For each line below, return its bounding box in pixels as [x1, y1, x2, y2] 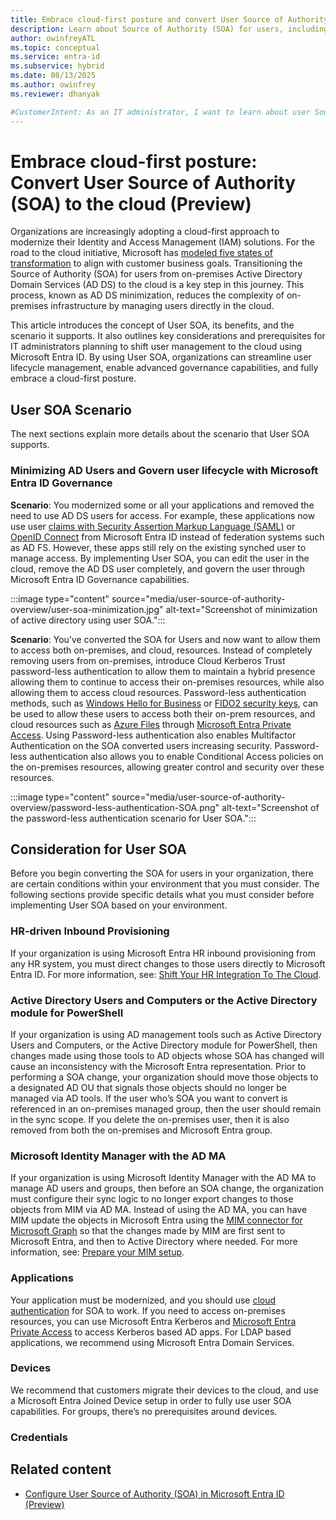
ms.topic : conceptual [10, 42, 101, 53]
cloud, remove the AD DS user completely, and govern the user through [10, 562, 305, 575]
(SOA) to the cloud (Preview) [10, 192, 252, 215]
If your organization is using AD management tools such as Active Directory [10, 1028, 322, 1040]
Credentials [10, 1430, 68, 1444]
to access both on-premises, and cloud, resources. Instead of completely [10, 644, 313, 656]
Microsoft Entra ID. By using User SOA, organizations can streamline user [10, 351, 312, 363]
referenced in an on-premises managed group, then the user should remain [10, 1102, 322, 1115]
